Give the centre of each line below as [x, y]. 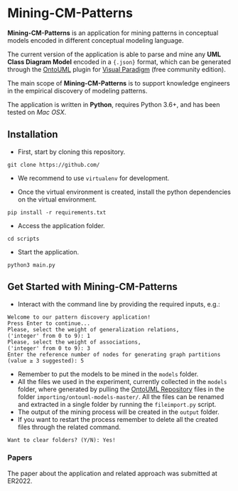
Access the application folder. [61, 225]
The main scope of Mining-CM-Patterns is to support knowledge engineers [119, 83]
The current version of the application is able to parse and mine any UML [114, 54]
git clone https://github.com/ [54, 165]
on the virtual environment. [57, 199]
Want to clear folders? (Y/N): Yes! [61, 440]
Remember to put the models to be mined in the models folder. [108, 374]
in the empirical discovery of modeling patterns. [77, 91]
